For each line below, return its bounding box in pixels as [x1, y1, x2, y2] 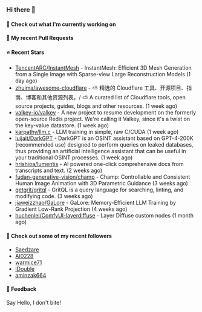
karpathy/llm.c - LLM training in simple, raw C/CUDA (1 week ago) [15, 128, 179, 136]
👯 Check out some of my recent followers [6, 232, 112, 239]
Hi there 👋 [6, 5, 36, 14]
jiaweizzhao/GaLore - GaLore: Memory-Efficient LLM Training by [15, 199, 177, 207]
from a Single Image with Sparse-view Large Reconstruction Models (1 [15, 71, 191, 78]
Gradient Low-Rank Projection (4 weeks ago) [15, 205, 128, 213]
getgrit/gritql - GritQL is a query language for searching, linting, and [15, 186, 184, 193]
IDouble [15, 265, 35, 272]
